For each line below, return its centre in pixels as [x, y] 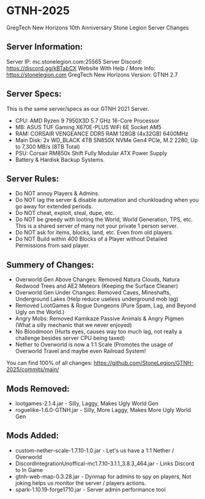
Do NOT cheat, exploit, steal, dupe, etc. [65, 213]
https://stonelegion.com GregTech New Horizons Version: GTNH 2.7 [92, 75]
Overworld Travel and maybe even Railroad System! [80, 351]
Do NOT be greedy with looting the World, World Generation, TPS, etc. [104, 219]
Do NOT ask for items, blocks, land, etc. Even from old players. [94, 233]
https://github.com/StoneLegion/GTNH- [144, 363]
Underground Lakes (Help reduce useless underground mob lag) [97, 299]
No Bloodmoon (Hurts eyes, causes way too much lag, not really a [99, 332]
